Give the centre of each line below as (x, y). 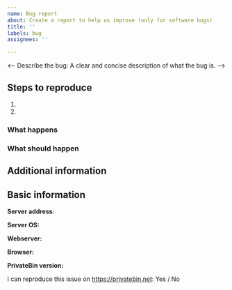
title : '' (22, 26)
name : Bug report (32, 14)
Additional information (57, 171)
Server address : (31, 211)
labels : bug (24, 33)
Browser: (21, 252)
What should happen (43, 148)
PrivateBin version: (35, 265)
